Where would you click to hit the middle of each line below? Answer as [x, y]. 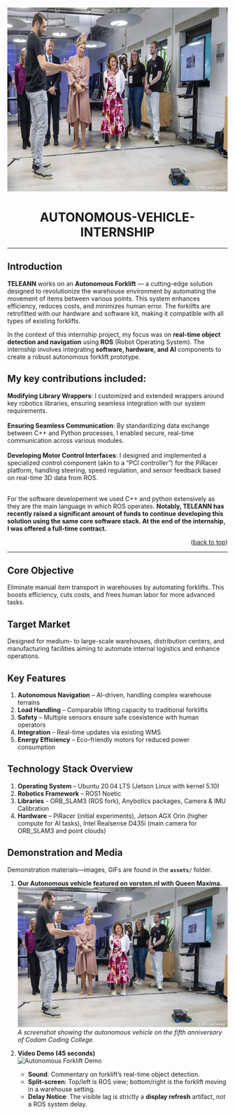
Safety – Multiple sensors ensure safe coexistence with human [108, 717]
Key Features [37, 678]
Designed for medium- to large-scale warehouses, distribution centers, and [116, 641]
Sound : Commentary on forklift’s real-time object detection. [114, 1074]
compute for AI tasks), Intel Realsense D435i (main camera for [107, 823]
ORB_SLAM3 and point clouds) [62, 830]
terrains [29, 702]
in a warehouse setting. [62, 1089]
